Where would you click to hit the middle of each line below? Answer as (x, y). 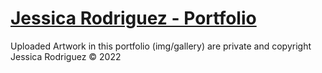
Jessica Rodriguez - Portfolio (133, 18)
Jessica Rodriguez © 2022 (66, 56)
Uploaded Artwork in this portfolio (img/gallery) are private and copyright (161, 46)
